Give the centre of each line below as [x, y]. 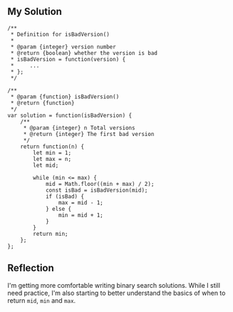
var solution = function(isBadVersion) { [70, 115]
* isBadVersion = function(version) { [68, 59]
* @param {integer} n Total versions [79, 128]
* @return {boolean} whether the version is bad [84, 53]
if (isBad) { [64, 196]
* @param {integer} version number [63, 47]
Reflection [31, 268]
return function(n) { [52, 146]
